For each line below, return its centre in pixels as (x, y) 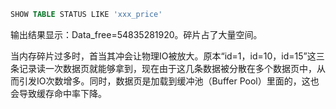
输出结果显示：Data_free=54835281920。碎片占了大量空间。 (136, 34)
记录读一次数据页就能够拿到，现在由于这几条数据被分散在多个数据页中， (167, 68)
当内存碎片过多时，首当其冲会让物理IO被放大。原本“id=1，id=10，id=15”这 (163, 56)
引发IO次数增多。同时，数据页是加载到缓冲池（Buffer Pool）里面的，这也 (169, 81)
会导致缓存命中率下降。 (58, 93)
